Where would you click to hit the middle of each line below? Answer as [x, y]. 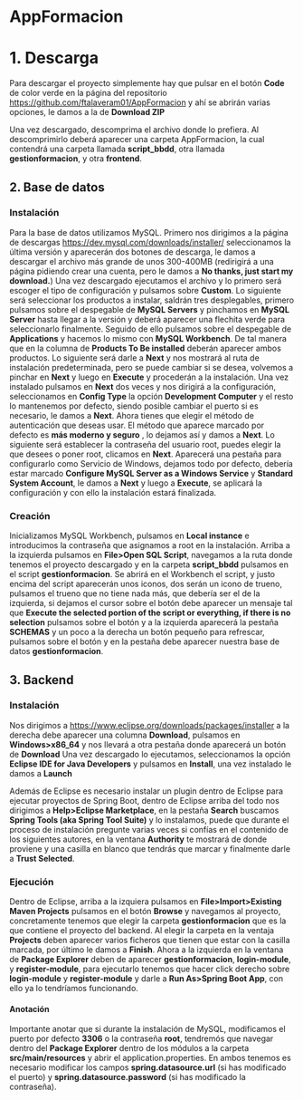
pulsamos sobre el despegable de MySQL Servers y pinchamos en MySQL [149, 309]
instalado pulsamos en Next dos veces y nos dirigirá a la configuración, [143, 386]
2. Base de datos [57, 187]
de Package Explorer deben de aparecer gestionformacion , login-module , [150, 960]
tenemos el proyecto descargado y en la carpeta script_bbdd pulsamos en [149, 564]
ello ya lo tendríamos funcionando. [74, 989]
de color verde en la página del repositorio [88, 93]
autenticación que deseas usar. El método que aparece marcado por [137, 425]
